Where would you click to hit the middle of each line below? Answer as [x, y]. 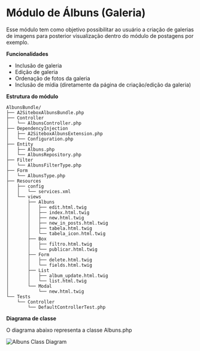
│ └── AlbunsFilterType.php [44, 165]
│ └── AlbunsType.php [36, 175]
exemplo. [17, 42]
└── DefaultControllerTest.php [67, 307]
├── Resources [24, 181]
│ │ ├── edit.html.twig [46, 207]
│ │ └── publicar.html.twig [52, 249]
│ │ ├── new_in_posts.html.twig [57, 223]
